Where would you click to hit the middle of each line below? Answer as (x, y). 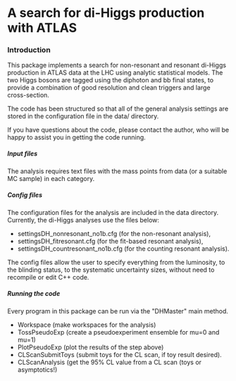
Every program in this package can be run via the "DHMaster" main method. (118, 311)
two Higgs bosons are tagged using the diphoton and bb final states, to (110, 80)
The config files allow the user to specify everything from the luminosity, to (116, 263)
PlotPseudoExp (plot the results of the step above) (91, 347)
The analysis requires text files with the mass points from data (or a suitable (117, 171)
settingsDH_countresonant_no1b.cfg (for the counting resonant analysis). (123, 249)
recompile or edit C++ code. (48, 277)
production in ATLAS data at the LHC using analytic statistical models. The (115, 73)
